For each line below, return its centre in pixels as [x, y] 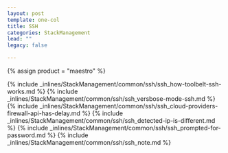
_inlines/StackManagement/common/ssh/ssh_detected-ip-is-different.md [111, 120]
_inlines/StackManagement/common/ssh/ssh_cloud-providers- [129, 106]
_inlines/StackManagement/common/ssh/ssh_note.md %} [89, 142]
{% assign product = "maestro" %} [57, 71]
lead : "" [20, 39]
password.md [26, 135]
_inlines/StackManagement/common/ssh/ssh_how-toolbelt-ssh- [130, 84]
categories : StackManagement [49, 33]
